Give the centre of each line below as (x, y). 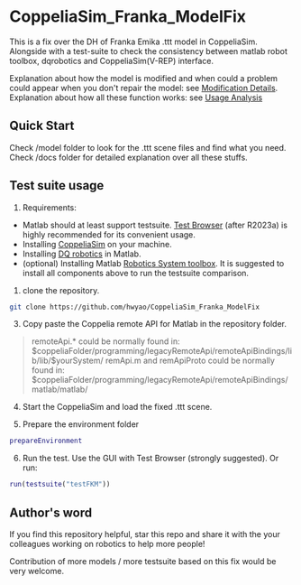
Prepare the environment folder (81, 424)
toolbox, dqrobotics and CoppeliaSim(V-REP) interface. (112, 60)
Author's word (51, 512)
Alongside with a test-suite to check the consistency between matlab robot (149, 51)
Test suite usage (57, 186)
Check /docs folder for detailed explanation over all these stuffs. (128, 157)
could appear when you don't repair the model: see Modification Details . (144, 88)
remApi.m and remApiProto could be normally (190, 361)
